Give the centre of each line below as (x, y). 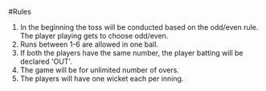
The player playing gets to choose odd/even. (94, 36)
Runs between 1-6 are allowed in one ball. (89, 44)
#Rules (20, 12)
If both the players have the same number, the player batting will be (131, 53)
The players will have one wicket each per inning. (102, 79)
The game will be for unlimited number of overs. (99, 70)
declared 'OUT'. (46, 61)
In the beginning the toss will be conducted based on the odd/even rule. (139, 27)
